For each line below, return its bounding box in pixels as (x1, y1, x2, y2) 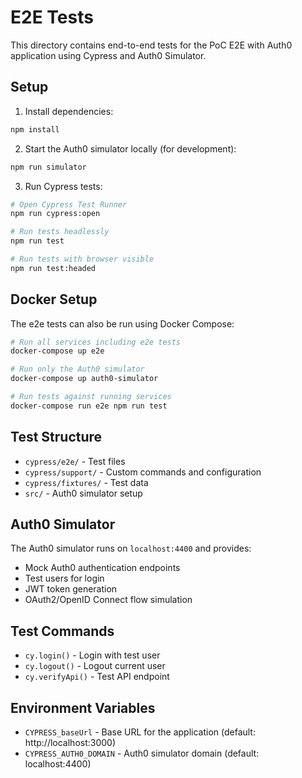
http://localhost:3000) (24, 737, 117, 749)
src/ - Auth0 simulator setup (24, 487, 143, 499)
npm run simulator (10, 162, 87, 172)
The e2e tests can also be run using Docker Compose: (10, 317, 235, 330)
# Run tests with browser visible (10, 254, 155, 264)
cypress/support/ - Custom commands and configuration (24, 466, 262, 478)
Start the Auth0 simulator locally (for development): (24, 142, 237, 155)
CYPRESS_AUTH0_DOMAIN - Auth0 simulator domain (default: (24, 747, 260, 760)
